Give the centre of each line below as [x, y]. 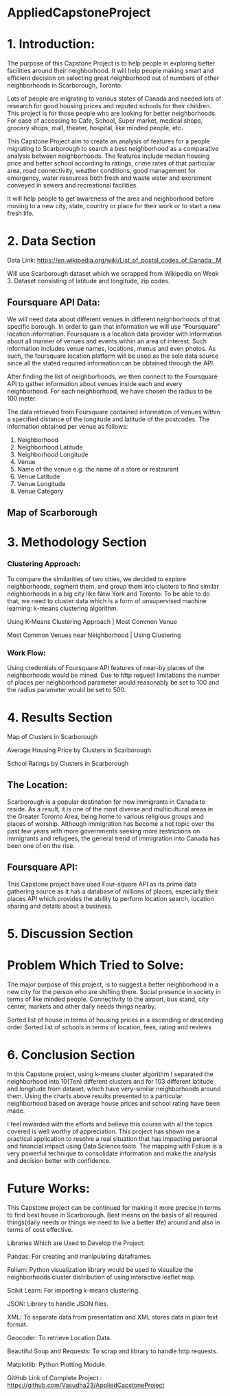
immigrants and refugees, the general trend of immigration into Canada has [114, 838]
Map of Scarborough [53, 513]
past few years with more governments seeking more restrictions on [104, 831]
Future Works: [49, 1188]
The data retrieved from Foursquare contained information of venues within [114, 412]
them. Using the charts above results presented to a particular [95, 1096]
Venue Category [40, 491]
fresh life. [21, 213]
